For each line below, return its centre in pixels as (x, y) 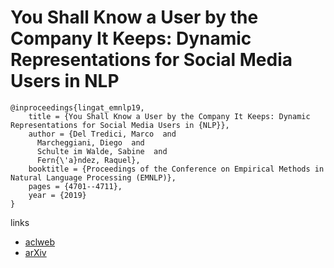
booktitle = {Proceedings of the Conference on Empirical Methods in (176, 169)
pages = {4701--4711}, (75, 186)
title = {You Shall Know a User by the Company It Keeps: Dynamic (169, 116)
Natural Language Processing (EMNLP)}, (93, 177)
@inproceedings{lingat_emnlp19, (77, 107)
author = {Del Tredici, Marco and (102, 134)
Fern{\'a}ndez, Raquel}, (88, 160)
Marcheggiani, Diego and (90, 142)
